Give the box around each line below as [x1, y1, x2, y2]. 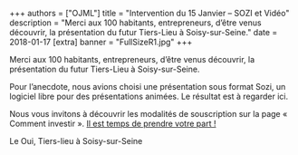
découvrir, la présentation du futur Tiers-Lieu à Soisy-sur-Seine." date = [9, 27, 278, 37]
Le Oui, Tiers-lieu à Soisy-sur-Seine [9, 136, 143, 146]
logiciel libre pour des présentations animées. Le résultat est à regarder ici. [9, 91, 289, 102]
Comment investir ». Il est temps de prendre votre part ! [9, 118, 216, 129]
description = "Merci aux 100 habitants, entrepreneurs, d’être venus [9, 17, 262, 28]
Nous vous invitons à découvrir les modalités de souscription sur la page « [9, 109, 288, 119]
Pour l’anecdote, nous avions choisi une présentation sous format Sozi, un [9, 82, 286, 92]
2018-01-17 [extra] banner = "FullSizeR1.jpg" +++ [9, 36, 193, 47]
